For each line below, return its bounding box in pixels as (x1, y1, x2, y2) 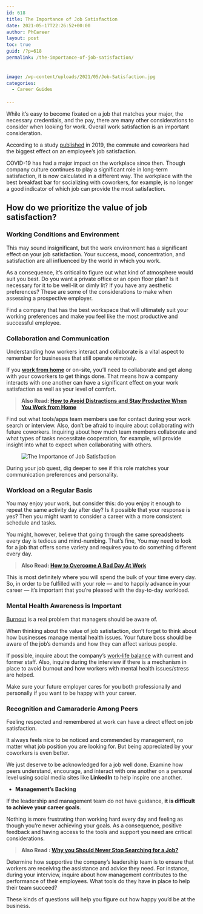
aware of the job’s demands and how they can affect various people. (6, 640, 178, 647)
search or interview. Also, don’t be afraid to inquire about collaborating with (6, 422, 195, 429)
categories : (6, 80, 36, 86)
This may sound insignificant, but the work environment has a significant (6, 244, 188, 251)
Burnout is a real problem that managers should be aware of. (6, 615, 158, 623)
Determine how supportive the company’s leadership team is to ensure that (6, 858, 194, 866)
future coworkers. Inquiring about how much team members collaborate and (6, 428, 197, 435)
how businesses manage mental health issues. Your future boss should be (6, 634, 192, 641)
